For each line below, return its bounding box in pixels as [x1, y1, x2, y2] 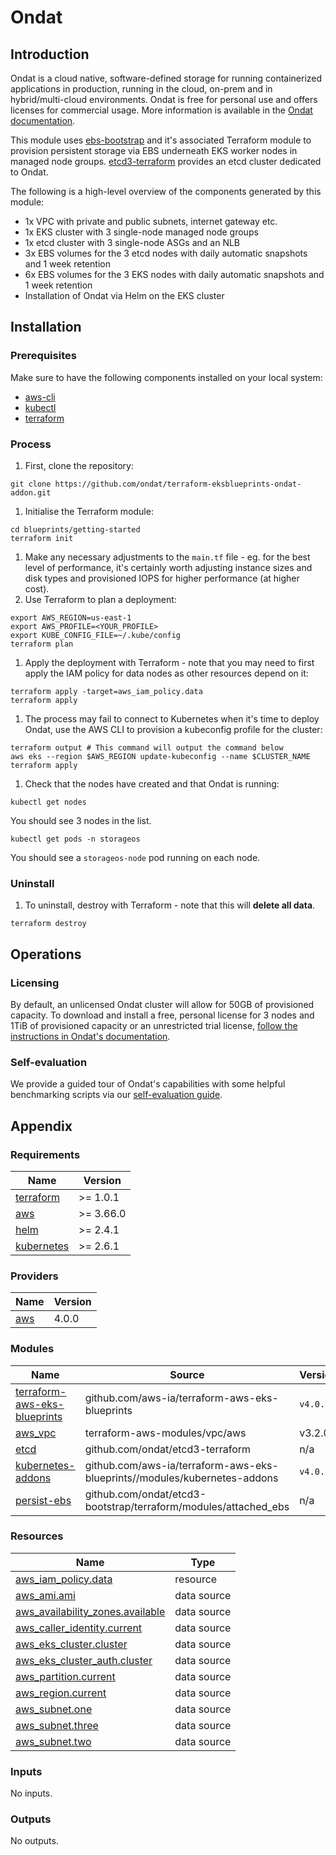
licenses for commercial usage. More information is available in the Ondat [10, 104, 313, 116]
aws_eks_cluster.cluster [15, 1637, 128, 1651]
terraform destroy [10, 919, 87, 929]
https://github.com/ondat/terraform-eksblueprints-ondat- [54, 479, 302, 489]
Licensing [10, 976, 60, 990]
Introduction [10, 46, 90, 63]
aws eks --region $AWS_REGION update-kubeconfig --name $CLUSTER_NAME [10, 751, 311, 761]
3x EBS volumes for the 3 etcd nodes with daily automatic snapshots [24, 247, 308, 259]
